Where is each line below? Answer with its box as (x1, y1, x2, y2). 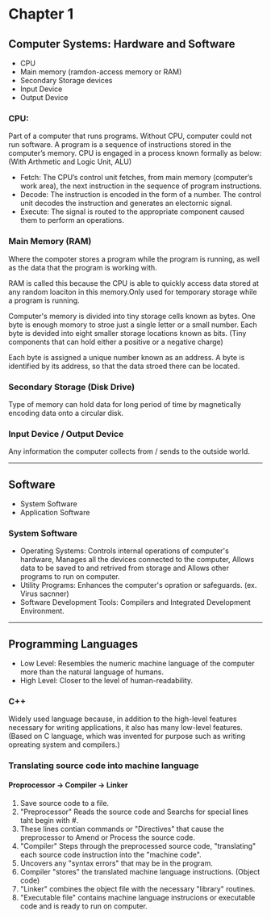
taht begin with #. (19, 815, 79, 825)
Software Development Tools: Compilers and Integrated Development (19, 598, 252, 607)
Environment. (19, 606, 65, 616)
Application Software (19, 508, 90, 517)
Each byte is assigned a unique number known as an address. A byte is (8, 352, 245, 362)
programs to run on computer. (19, 572, 120, 581)
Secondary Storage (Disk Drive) (8, 381, 135, 392)
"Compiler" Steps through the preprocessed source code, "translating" (19, 841, 256, 850)
